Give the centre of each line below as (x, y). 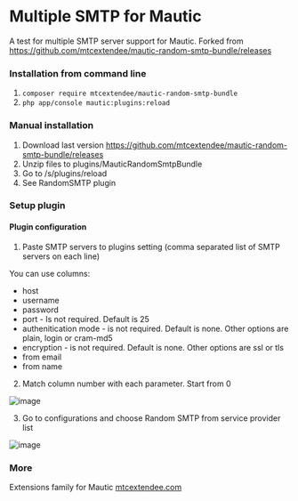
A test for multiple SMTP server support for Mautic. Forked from (127, 41)
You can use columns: (50, 273)
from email (42, 357)
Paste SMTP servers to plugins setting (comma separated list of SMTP (151, 246)
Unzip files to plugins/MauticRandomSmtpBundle (112, 164)
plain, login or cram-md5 (67, 338)
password (40, 310)
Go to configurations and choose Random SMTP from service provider (151, 418)
